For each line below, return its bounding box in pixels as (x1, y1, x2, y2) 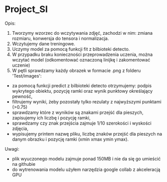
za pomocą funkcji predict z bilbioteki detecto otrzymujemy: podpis (12, 82, 152, 89)
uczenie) (12, 62, 31, 68)
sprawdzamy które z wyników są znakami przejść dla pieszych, (12, 109, 144, 115)
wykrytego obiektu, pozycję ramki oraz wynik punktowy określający (12, 88, 153, 94)
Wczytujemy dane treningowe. (12, 40, 75, 46)
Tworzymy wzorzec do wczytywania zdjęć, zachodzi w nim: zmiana (12, 30, 153, 36)
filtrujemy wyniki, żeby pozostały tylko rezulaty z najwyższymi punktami (12, 98, 161, 104)
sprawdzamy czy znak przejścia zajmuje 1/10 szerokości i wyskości (12, 120, 152, 126)
